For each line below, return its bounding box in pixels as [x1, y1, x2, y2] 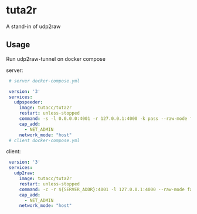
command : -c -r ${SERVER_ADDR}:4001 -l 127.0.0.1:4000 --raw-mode [19, 187, 185, 192]
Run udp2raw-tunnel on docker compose [6, 55, 106, 62]
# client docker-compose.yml [8, 137, 80, 143]
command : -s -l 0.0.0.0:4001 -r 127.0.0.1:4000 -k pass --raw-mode [19, 116, 188, 122]
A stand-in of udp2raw [6, 23, 61, 30]
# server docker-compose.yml [8, 78, 80, 84]
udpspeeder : [13, 99, 43, 105]
